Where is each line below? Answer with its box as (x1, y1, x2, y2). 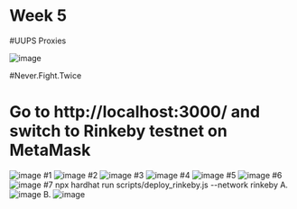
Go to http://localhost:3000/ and (9, 102, 260, 123)
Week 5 (9, 5, 68, 26)
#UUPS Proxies (9, 35, 67, 46)
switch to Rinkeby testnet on (9, 121, 227, 141)
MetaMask (9, 141, 91, 160)
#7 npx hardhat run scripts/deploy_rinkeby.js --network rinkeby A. (43, 179, 289, 190)
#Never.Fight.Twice (9, 69, 82, 81)
